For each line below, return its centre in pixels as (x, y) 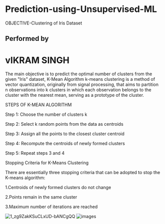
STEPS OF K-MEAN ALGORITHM (39, 105)
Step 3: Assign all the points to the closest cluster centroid (65, 134)
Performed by (27, 39)
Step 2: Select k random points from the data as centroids (64, 124)
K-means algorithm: (25, 178)
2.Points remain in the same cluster (41, 197)
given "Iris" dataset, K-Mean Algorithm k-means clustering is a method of (80, 79)
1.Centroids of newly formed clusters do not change (58, 188)
